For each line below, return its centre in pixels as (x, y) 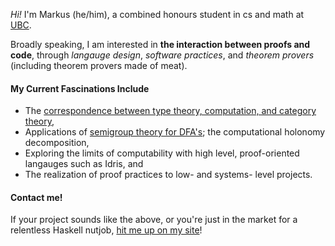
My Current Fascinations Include (80, 88)
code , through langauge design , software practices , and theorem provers (162, 55)
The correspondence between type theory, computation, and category (170, 111)
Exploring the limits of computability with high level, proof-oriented (162, 153)
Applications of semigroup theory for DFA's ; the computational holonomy (175, 132)
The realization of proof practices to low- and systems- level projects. (168, 175)
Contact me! (36, 197)
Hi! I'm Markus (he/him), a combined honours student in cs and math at (157, 14)
